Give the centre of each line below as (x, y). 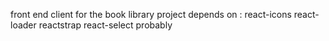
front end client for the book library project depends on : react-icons (151, 14)
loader (23, 25)
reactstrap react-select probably (105, 25)
